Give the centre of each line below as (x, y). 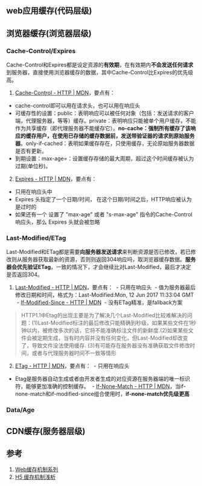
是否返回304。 (25, 274)
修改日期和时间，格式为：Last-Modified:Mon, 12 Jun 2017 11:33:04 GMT (104, 295)
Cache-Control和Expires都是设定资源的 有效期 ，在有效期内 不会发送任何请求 (100, 65)
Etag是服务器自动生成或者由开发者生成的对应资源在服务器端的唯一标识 (103, 379)
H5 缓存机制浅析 (35, 477)
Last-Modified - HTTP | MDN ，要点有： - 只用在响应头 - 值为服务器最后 (105, 287)
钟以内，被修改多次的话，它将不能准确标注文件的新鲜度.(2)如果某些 (105, 331)
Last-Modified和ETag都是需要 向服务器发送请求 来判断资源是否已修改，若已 (99, 252)
